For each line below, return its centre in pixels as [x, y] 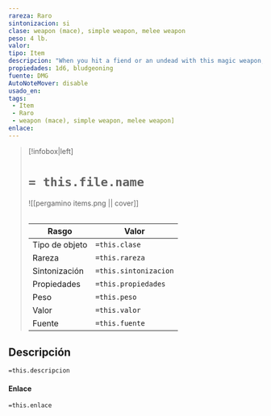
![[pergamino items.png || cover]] [83, 203]
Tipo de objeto [60, 245]
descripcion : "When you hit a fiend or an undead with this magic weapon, [137, 61]
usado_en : [25, 91]
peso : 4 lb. [28, 38]
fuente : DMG [28, 76]
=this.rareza [120, 258]
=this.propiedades [131, 284]
